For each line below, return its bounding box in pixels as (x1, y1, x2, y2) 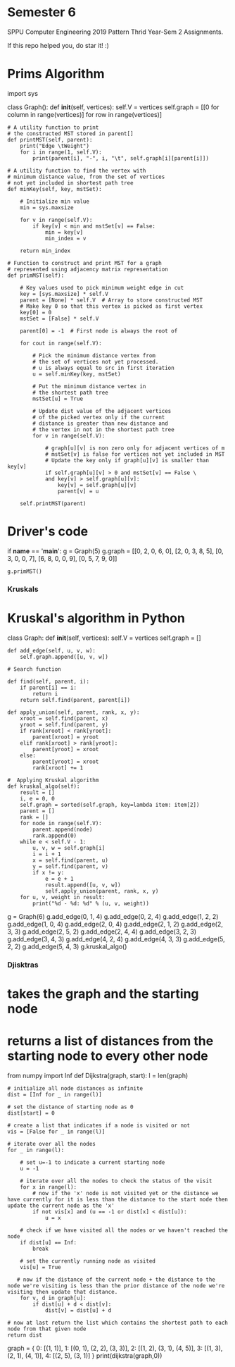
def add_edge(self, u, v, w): (7, 647, 96, 654)
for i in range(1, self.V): (20, 149, 102, 156)
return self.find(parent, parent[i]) (20, 696, 131, 703)
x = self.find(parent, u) (32, 857, 109, 864)
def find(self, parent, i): (7, 678, 90, 685)
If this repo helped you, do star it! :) (7, 41, 109, 49)
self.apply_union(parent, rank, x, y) (44, 887, 159, 895)
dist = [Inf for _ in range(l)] (7, 1091, 102, 1098)
